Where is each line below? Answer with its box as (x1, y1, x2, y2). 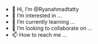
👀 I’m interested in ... (11, 12, 62, 19)
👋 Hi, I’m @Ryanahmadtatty (11, 6, 79, 12)
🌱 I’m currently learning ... (11, 18, 75, 25)
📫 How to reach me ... (11, 32, 67, 38)
